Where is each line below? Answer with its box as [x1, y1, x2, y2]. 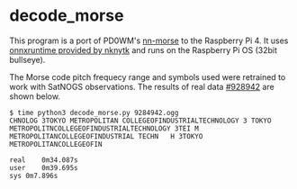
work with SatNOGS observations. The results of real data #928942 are [9, 81, 274, 92]
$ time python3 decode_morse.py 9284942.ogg [9, 108, 179, 117]
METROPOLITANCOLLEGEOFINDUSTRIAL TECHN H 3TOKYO [9, 131, 203, 140]
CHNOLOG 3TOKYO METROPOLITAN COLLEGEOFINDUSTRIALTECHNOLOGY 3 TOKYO [9, 116, 272, 125]
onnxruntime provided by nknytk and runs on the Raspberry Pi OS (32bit [9, 44, 277, 55]
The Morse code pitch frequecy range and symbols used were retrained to [9, 71, 286, 82]
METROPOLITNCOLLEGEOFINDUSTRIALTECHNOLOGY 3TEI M [9, 123, 200, 133]
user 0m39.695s [9, 163, 78, 172]
